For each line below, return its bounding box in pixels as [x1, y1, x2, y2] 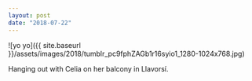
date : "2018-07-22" [8, 19, 72, 27]
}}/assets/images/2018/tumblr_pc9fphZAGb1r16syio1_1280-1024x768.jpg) [8, 49, 245, 58]
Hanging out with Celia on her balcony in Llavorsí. [8, 64, 169, 73]
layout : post [8, 11, 51, 20]
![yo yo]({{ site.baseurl [8, 40, 81, 50]
